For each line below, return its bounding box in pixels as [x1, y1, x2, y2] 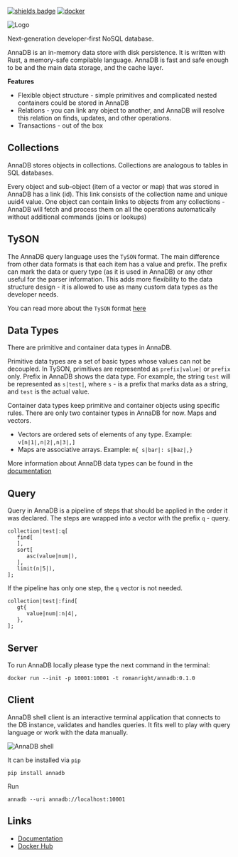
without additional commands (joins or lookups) [7, 212, 147, 221]
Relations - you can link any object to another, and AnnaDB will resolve [17, 106, 225, 114]
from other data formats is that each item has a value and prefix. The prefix [7, 260, 227, 268]
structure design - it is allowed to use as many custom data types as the [7, 282, 218, 291]
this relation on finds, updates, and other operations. [17, 114, 172, 122]
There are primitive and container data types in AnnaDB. [7, 343, 172, 352]
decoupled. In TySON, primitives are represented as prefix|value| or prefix [7, 364, 231, 374]
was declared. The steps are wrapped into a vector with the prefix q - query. [7, 514, 230, 523]
